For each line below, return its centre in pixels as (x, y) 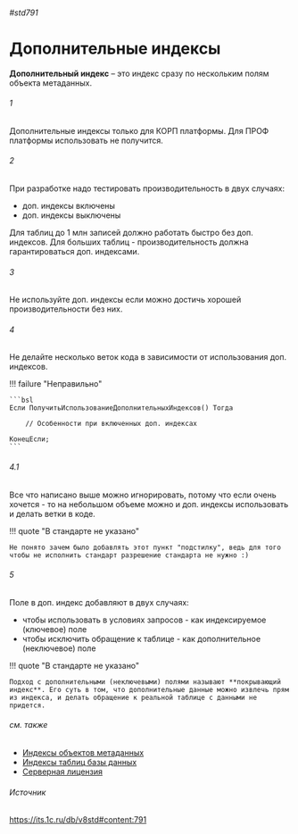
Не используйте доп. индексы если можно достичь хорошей (125, 300)
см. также (29, 725)
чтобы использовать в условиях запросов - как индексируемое (144, 620)
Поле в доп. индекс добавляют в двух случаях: (99, 602)
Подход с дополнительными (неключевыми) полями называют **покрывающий (145, 682)
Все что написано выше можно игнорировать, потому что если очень (143, 495)
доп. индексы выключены (71, 215)
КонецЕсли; (29, 439)
